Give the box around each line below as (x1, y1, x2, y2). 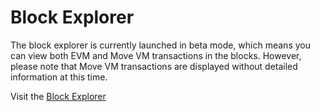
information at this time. (10, 71, 108, 83)
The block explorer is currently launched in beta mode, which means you (10, 39, 311, 51)
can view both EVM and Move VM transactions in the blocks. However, (10, 49, 302, 61)
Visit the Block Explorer (10, 90, 107, 102)
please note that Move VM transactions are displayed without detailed (10, 60, 298, 72)
